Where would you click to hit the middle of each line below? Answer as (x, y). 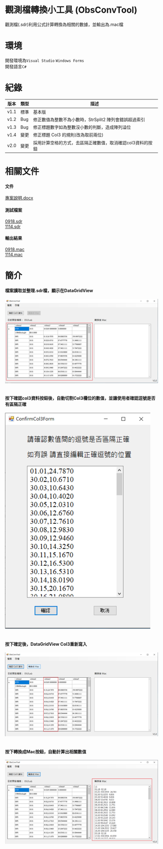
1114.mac (14, 255)
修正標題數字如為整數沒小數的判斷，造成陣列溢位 (82, 127)
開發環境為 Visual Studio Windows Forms (45, 60)
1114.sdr (13, 226)
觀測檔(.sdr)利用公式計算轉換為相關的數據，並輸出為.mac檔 (64, 24)
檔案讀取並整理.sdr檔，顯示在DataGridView (49, 290)
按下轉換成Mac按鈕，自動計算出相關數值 (46, 751)
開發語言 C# (16, 66)
